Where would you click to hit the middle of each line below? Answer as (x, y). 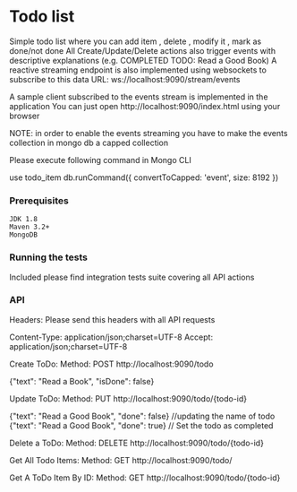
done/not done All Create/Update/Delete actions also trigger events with (142, 50)
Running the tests (48, 257)
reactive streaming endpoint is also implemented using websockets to (138, 70)
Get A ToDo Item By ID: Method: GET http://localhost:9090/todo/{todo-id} (145, 478)
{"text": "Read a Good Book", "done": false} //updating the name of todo (142, 416)
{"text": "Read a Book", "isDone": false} (82, 381)
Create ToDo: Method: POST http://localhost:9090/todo (111, 364)
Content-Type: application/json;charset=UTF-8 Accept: (111, 337)
